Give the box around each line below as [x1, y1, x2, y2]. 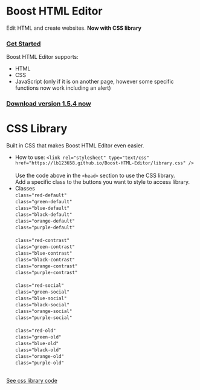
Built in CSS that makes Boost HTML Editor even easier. [6, 142, 144, 149]
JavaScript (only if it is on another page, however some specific [15, 78, 174, 86]
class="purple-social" [15, 315, 73, 321]
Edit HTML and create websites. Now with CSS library [6, 24, 142, 32]
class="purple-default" [15, 224, 76, 231]
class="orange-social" [15, 308, 73, 315]
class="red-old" [15, 328, 56, 334]
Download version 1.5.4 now [6, 99, 92, 108]
